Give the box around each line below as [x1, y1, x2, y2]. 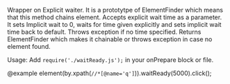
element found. [7, 43, 51, 50]
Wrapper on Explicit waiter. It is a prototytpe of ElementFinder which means [7, 6, 224, 14]
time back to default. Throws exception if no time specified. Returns [7, 28, 202, 36]
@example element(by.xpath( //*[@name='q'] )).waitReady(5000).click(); [7, 69, 212, 77]
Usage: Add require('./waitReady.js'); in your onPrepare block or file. [7, 56, 214, 64]
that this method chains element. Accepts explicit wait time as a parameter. [7, 13, 222, 21]
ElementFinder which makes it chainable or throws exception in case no [7, 35, 213, 43]
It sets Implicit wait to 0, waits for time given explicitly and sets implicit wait [7, 21, 222, 28]
